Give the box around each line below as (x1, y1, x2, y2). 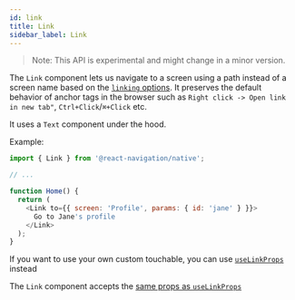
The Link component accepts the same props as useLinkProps (9, 281, 242, 292)
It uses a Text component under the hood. (9, 119, 166, 130)
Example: (9, 137, 44, 148)
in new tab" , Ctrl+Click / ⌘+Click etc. (9, 102, 148, 112)
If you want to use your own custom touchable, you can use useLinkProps (9, 254, 284, 265)
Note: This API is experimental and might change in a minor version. (31, 55, 286, 66)
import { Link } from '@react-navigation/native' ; (9, 154, 205, 163)
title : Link (9, 22, 54, 31)
